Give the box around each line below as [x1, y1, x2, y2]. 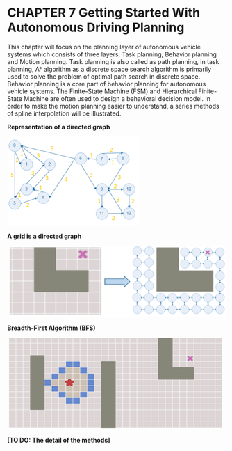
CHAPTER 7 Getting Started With [7, 5, 200, 21]
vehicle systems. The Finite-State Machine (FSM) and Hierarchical [7, 87, 197, 95]
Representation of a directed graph [7, 122, 110, 131]
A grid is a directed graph [7, 232, 82, 240]
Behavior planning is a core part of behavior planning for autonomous [7, 79, 206, 88]
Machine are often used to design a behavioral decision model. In [24, 94, 210, 102]
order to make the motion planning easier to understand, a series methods [7, 102, 220, 110]
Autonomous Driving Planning [7, 19, 185, 35]
